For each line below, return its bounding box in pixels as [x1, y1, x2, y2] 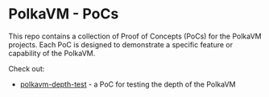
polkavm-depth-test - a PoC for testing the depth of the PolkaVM [19, 79, 236, 89]
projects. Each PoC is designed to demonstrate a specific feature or [8, 39, 234, 49]
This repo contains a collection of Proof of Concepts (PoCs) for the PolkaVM [8, 31, 262, 41]
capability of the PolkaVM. [8, 48, 96, 58]
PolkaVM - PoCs [8, 5, 119, 23]
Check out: [8, 63, 45, 73]
